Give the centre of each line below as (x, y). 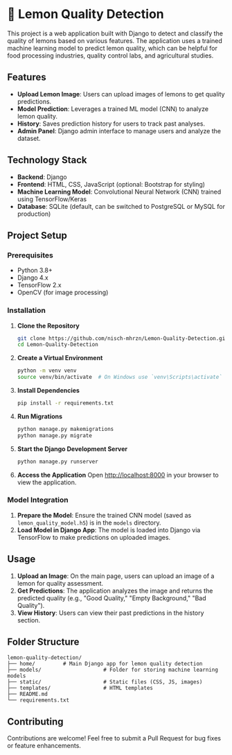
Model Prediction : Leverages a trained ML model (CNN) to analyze (113, 109)
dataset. (29, 138)
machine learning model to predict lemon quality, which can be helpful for (113, 48)
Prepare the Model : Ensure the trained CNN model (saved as (104, 515)
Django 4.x (33, 278)
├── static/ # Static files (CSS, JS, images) (105, 682)
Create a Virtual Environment (60, 358)
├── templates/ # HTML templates (80, 688)
